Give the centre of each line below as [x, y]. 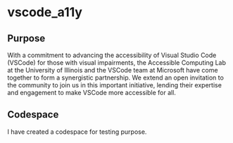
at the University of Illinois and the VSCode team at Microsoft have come [113, 70]
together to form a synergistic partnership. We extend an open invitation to [115, 77]
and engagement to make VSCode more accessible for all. [92, 93]
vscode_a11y [45, 12]
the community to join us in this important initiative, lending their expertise [114, 85]
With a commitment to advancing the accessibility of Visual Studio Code [112, 55]
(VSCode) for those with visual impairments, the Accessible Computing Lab [117, 63]
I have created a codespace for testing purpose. [77, 132]
